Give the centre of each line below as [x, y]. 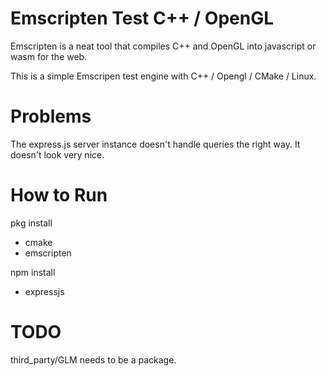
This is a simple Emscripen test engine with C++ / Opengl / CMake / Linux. [163, 76]
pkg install [31, 223]
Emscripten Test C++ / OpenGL [142, 18]
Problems [51, 116]
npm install [33, 272]
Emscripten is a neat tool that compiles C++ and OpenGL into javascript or [163, 46]
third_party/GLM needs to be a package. [93, 359]
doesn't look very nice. [57, 154]
